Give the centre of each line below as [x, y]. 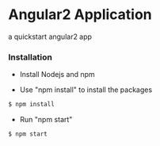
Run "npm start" [46, 120]
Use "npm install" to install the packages [86, 90]
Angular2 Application [80, 15]
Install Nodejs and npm [57, 75]
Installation [30, 57]
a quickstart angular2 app [50, 36]
